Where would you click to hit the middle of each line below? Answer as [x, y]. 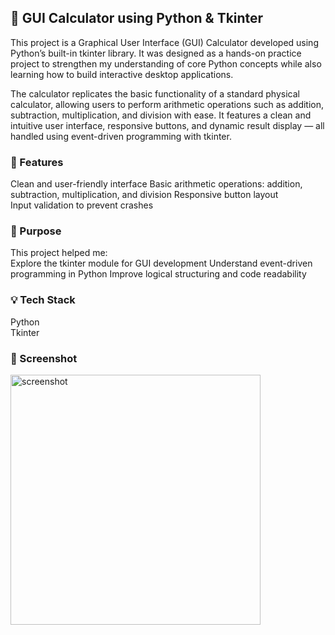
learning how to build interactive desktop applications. [122, 74]
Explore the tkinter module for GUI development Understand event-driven [161, 263]
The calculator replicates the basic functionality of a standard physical [155, 93]
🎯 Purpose [36, 231]
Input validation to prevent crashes [82, 205]
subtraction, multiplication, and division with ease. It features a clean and [161, 115]
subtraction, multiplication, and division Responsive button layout [144, 195]
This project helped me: [59, 253]
